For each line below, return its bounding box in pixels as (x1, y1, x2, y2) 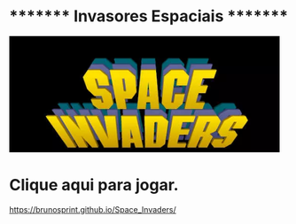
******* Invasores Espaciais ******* (9, 6, 289, 27)
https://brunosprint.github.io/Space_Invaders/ (9, 204, 176, 214)
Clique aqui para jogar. (9, 175, 179, 196)
